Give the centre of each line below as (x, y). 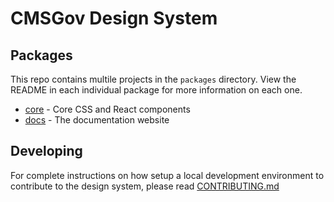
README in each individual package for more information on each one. (156, 90)
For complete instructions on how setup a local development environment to (167, 175)
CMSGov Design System (114, 18)
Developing (46, 151)
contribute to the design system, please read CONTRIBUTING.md (145, 186)
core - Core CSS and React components (107, 109)
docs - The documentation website (97, 120)
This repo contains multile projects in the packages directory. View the (153, 79)
